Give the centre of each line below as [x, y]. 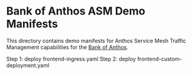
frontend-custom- [160, 59]
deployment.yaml [28, 65]
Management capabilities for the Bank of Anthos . [67, 47]
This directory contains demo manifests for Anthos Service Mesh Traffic [96, 41]
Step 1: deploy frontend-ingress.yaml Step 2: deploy [71, 59]
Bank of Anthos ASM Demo [76, 11]
